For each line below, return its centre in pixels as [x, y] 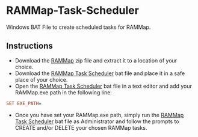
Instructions [29, 46]
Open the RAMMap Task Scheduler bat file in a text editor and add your [104, 86]
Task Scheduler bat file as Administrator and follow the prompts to [97, 121]
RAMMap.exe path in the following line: [63, 92]
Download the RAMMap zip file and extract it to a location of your [96, 60]
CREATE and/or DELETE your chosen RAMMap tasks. [81, 127]
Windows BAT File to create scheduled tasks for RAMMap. [79, 27]
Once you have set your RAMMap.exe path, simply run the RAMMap [99, 115]
